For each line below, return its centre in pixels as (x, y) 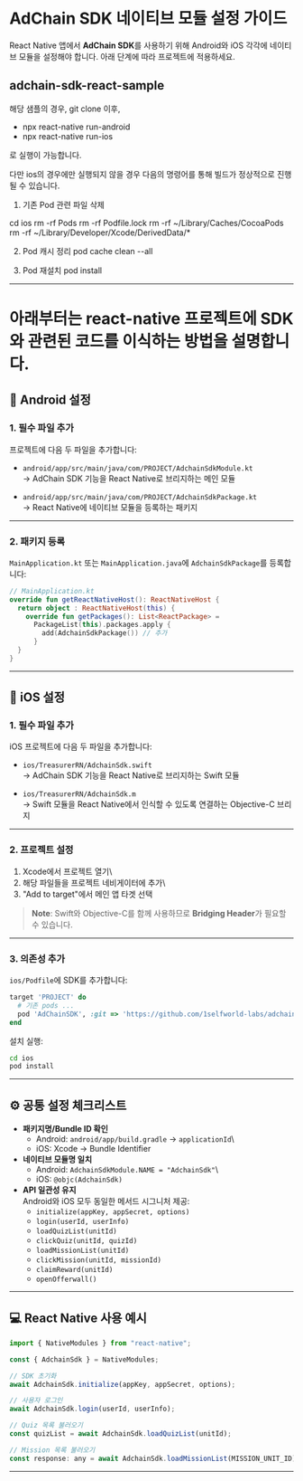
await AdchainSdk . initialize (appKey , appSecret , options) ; (123, 1384)
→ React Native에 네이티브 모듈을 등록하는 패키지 (110, 507)
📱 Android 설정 (50, 400)
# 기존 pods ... (46, 1005)
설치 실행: (26, 1040)
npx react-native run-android (76, 127)
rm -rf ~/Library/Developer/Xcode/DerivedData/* (100, 233)
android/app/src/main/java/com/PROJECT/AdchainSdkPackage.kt (140, 497)
